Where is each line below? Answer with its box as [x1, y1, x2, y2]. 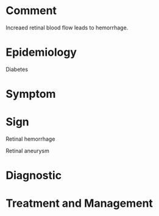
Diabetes [5, 65, 29, 73]
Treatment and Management [5, 196, 154, 210]
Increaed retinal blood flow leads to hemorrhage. [5, 24, 129, 31]
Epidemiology [5, 45, 77, 59]
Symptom [5, 87, 56, 101]
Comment [5, 4, 57, 18]
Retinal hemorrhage [5, 135, 55, 143]
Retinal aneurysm [5, 147, 49, 154]
